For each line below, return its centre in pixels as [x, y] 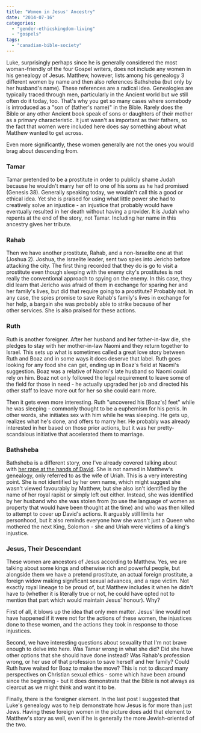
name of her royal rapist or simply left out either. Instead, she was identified [100, 495]
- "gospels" [27, 34]
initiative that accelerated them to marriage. [90, 434]
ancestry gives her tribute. [39, 224]
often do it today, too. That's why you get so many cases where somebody [99, 101]
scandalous [20, 434]
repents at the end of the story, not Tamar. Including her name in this [91, 218]
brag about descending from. [43, 150]
